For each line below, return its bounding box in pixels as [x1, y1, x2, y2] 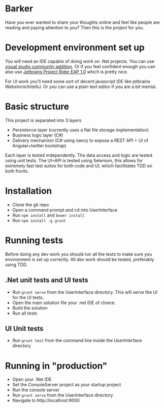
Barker [5, 3, 33, 14]
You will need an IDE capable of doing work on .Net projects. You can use [5, 58, 155, 64]
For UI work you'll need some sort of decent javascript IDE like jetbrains [5, 78, 150, 84]
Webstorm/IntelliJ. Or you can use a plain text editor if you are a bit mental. [5, 84, 157, 90]
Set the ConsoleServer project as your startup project [12, 382, 121, 388]
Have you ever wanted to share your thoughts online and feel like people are [5, 19, 160, 25]
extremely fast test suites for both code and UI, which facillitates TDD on [5, 163, 153, 169]
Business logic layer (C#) [12, 132, 64, 138]
